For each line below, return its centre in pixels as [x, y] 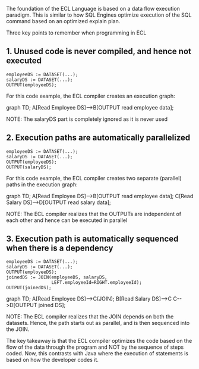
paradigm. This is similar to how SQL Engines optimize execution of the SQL [99, 15]
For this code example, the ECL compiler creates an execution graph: [91, 96]
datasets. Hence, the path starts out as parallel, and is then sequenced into [98, 323]
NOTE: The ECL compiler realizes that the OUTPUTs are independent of [94, 214]
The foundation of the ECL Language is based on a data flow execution [93, 9]
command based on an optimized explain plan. [63, 21]
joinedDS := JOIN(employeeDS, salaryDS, [57, 277]
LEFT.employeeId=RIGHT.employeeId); [97, 283]
